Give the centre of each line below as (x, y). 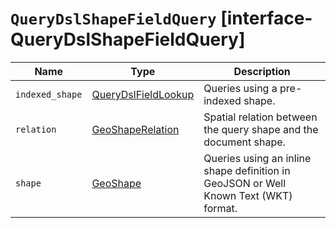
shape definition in (247, 170)
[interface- (266, 18)
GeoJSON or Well (245, 183)
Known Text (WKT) (248, 195)
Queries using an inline (257, 158)
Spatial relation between (260, 117)
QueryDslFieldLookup (143, 94)
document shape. (244, 142)
